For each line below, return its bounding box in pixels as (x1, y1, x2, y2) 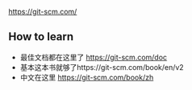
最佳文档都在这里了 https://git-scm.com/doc (19, 52, 168, 62)
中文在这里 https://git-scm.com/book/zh (19, 72, 154, 82)
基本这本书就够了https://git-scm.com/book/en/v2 (19, 62, 184, 72)
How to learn (8, 30, 74, 43)
